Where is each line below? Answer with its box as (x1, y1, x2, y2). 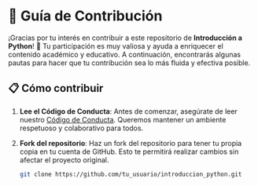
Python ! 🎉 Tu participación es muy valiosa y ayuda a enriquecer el (8, 41, 224, 50)
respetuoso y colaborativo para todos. (19, 123, 144, 133)
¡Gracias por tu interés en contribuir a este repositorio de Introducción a (8, 33, 242, 42)
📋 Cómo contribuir (8, 82, 104, 95)
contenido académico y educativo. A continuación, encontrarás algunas (8, 49, 241, 59)
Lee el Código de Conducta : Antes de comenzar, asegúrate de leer (19, 106, 238, 116)
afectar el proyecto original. (19, 155, 109, 164)
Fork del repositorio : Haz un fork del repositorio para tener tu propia (19, 138, 242, 148)
